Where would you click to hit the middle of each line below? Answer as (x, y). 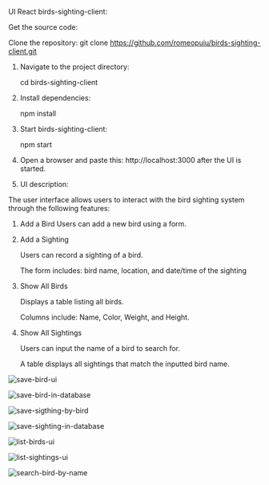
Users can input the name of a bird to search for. (100, 348)
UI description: (44, 184)
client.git (23, 51)
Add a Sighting (44, 239)
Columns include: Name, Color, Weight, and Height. (104, 317)
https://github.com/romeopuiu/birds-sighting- (185, 43)
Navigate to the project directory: (74, 67)
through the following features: (59, 208)
